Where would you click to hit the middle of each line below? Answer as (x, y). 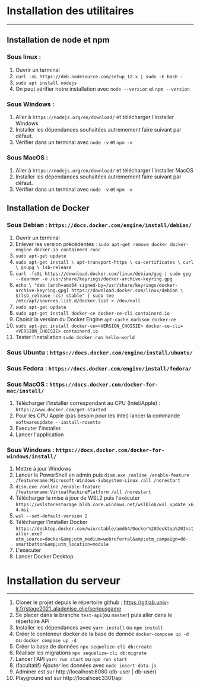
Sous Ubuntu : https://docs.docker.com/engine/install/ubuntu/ (100, 352)
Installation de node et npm (58, 40)
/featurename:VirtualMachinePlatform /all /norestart (83, 492)
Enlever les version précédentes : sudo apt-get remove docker (91, 244)
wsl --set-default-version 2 (51, 516)
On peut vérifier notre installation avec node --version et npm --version (103, 89)
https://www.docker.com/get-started (61, 410)
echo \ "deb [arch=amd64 (46, 285)
